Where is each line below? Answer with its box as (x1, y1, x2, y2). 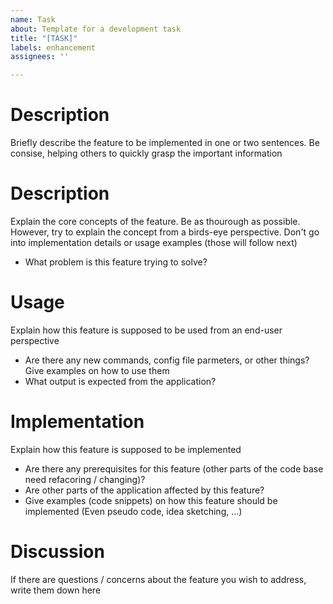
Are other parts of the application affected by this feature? (24, 484, 265, 496)
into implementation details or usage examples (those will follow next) (10, 237, 298, 248)
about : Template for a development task (10, 24, 182, 34)
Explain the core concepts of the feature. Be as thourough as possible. (10, 216, 301, 227)
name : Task (10, 14, 56, 25)
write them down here (10, 584, 102, 596)
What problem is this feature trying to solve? (24, 256, 208, 268)
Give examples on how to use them (24, 364, 170, 376)
